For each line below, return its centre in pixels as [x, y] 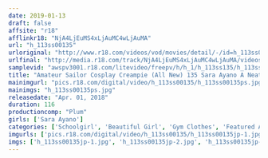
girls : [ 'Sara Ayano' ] [46, 120]
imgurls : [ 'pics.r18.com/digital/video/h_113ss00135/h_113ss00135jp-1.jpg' [137, 134]
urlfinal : [25, 61]
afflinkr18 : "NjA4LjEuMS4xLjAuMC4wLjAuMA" [80, 38]
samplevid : [26, 68]
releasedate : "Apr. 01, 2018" [59, 97]
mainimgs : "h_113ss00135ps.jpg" [62, 90]
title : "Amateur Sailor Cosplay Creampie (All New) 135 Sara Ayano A [126, 75]
